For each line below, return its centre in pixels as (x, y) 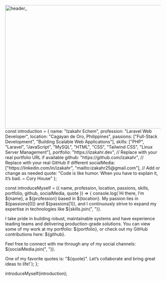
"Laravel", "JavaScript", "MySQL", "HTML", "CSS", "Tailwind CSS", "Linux (79, 147)
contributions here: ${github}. (35, 234)
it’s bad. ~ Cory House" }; (31, 178)
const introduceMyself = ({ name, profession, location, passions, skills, (77, 188)
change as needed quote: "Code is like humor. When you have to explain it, (82, 173)
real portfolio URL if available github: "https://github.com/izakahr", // (74, 157)
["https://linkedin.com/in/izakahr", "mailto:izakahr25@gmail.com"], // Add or (83, 168)
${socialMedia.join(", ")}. (30, 249)
